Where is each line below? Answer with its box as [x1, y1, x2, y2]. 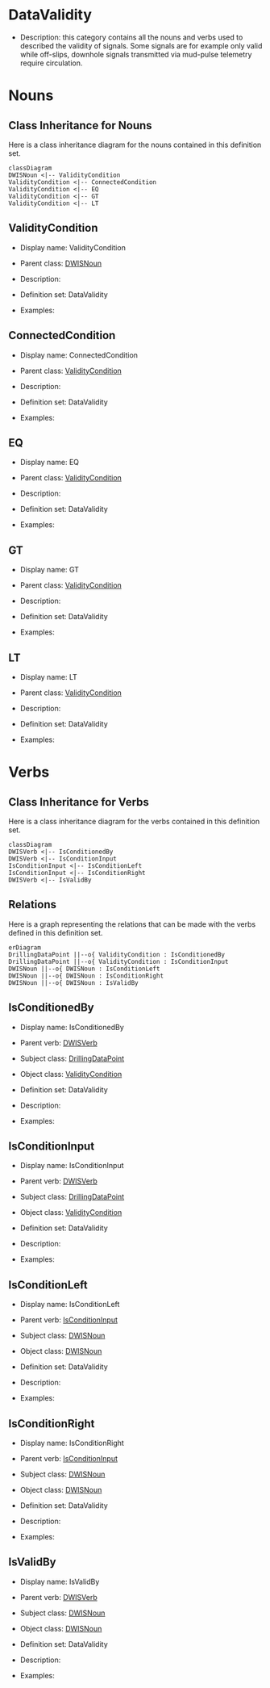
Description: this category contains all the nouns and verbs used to [19, 32, 243, 42]
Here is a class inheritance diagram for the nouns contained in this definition [8, 140, 262, 149]
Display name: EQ [19, 458, 79, 467]
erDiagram [8, 943, 42, 952]
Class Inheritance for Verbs [8, 795, 149, 809]
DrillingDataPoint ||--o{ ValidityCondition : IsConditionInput [8, 957, 229, 965]
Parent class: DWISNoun [19, 258, 102, 268]
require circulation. [19, 58, 83, 68]
